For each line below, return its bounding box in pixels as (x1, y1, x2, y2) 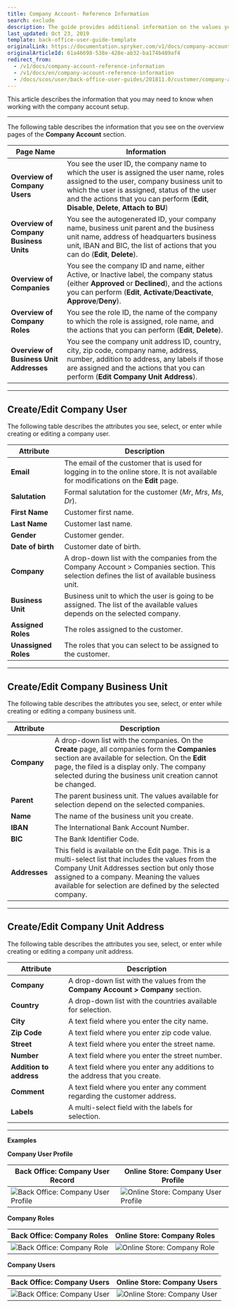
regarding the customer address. (67, 1091, 177, 1101)
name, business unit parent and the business (66, 223, 215, 233)
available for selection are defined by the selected (54, 881, 220, 890)
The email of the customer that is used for (64, 459, 202, 468)
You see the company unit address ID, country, (66, 337, 221, 347)
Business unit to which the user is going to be (64, 591, 214, 601)
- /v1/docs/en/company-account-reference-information (13, 69, 174, 76)
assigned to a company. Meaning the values (54, 872, 200, 881)
